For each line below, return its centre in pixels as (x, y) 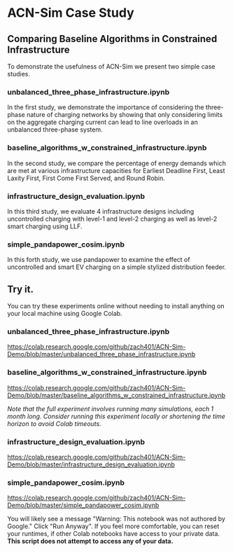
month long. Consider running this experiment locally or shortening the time (116, 416)
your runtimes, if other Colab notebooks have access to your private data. (114, 534)
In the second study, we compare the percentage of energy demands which (116, 163)
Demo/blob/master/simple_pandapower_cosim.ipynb (83, 505)
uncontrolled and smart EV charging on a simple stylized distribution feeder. (116, 267)
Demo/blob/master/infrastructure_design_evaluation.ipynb (91, 464)
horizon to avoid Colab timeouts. (54, 423)
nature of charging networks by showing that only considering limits (125, 115)
